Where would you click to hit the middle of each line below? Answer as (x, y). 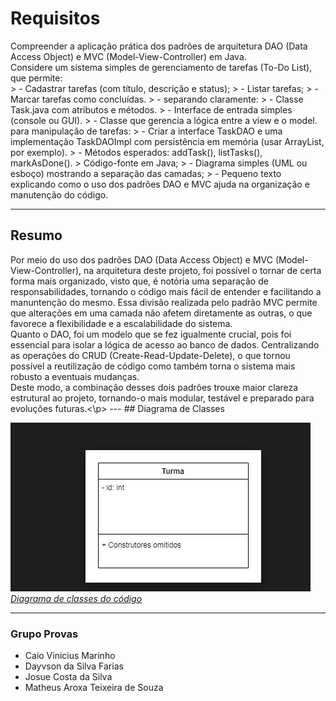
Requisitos (55, 18)
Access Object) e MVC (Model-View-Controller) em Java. (128, 56)
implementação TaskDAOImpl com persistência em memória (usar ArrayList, (167, 141)
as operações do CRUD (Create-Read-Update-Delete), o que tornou (150, 355)
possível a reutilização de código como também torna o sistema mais (153, 366)
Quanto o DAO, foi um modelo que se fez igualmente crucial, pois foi (151, 334)
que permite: (36, 78)
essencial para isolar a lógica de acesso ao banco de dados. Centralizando (165, 344)
